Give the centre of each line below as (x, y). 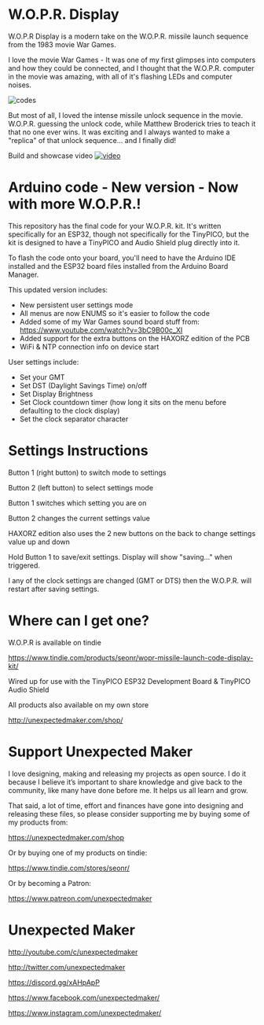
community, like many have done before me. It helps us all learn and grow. (128, 790)
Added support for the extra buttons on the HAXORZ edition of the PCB (134, 338)
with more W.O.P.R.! (75, 204)
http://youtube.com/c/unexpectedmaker (73, 952)
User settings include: (44, 362)
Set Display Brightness (56, 394)
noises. (20, 85)
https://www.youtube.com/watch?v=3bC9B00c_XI (101, 330)
